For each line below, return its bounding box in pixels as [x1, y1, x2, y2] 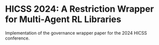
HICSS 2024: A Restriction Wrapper [5, 3, 154, 15]
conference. [5, 35, 30, 41]
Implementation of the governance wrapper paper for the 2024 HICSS [5, 30, 147, 36]
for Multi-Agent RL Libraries [5, 14, 122, 25]
